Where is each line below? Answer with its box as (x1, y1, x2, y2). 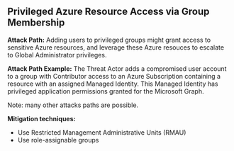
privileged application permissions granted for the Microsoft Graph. (7, 86, 204, 95)
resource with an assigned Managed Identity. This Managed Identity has (7, 79, 218, 88)
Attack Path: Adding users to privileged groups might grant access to (7, 35, 211, 44)
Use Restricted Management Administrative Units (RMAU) (17, 128, 186, 137)
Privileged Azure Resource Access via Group (7, 6, 210, 18)
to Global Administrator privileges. (7, 50, 107, 59)
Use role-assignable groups (17, 135, 99, 144)
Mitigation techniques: (7, 114, 76, 123)
